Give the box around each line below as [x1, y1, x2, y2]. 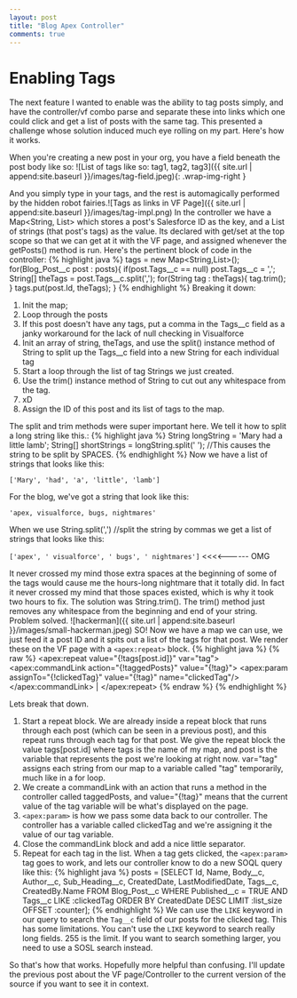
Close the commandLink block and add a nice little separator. [21, 839, 246, 850]
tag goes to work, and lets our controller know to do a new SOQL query [21, 858, 283, 868]
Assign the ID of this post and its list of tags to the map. [21, 403, 225, 414]
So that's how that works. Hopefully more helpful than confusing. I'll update [9, 960, 285, 970]
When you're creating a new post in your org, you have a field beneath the [9, 152, 281, 163]
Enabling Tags [9, 68, 116, 88]
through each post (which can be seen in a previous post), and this [21, 725, 268, 736]
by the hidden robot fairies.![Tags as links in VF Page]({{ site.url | [9, 197, 246, 209]
